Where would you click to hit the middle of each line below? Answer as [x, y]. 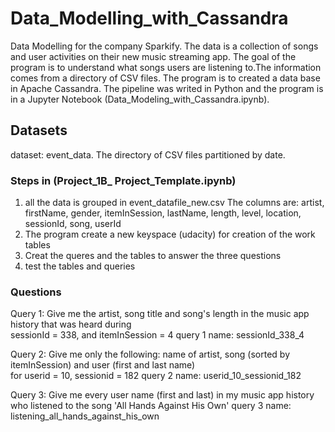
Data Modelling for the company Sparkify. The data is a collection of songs [164, 46]
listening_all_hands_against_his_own [85, 416]
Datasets [39, 130]
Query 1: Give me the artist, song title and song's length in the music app [160, 314]
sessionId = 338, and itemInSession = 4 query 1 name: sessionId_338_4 [157, 335]
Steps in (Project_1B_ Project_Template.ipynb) [123, 180]
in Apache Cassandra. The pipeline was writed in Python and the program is [167, 88]
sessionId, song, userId [73, 224]
